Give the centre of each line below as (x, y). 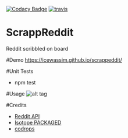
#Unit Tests (20, 71)
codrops (24, 129)
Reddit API (27, 116)
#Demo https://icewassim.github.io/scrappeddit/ (64, 60)
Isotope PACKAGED (38, 122)
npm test (25, 82)
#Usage (15, 94)
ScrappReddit (40, 33)
